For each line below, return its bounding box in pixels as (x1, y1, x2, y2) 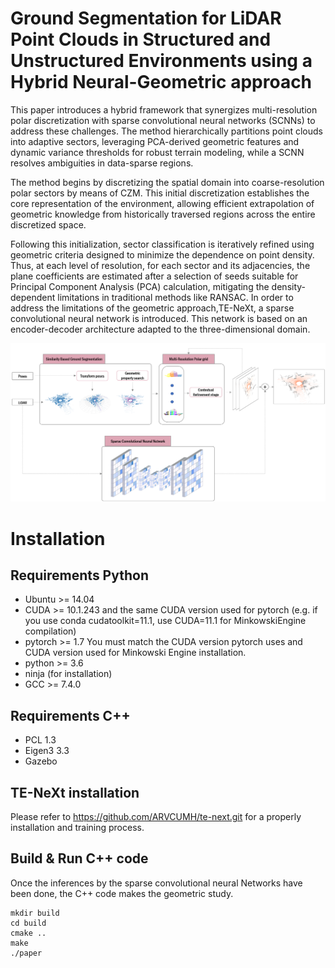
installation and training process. (10, 822, 145, 834)
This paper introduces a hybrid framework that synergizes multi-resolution (10, 103, 318, 116)
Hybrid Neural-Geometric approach (10, 71, 313, 94)
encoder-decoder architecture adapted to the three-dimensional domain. (10, 323, 311, 335)
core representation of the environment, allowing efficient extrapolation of (10, 197, 315, 209)
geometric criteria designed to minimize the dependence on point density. (10, 248, 315, 261)
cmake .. (10, 928, 47, 938)
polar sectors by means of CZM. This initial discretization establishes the (10, 187, 310, 199)
